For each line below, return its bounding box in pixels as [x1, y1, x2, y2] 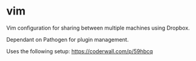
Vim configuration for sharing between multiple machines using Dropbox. [6, 24, 190, 31]
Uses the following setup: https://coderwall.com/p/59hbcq [6, 47, 153, 55]
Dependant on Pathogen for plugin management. [6, 36, 129, 43]
